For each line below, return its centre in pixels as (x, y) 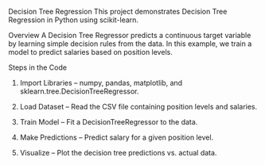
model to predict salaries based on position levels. (90, 52)
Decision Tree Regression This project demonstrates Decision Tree (118, 12)
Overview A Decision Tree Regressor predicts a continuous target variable (130, 35)
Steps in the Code (38, 67)
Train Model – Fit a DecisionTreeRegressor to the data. (109, 122)
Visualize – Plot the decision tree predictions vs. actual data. (118, 153)
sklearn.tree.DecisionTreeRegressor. (79, 91)
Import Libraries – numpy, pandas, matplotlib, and (101, 83)
